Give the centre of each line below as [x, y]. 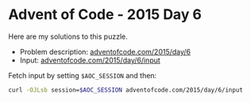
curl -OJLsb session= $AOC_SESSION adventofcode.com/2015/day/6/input [126, 90]
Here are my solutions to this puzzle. [68, 36]
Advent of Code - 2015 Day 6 [105, 15]
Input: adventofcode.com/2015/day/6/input [90, 60]
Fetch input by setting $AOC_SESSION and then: [83, 75]
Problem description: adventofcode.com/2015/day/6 [105, 51]
